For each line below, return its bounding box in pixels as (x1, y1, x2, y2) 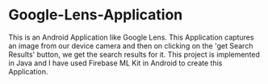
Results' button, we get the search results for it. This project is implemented (8, 49, 261, 59)
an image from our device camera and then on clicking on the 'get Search (8, 40, 253, 50)
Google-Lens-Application (8, 6, 183, 24)
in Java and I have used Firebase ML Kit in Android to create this (8, 58, 223, 68)
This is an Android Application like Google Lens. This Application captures (8, 32, 254, 42)
